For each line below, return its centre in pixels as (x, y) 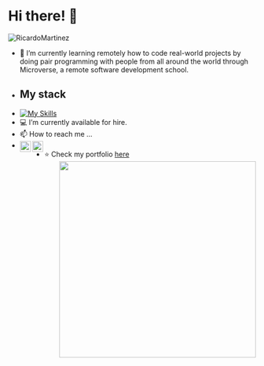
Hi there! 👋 (43, 16)
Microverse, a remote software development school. (104, 69)
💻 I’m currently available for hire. (73, 122)
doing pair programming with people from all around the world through (134, 61)
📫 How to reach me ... (56, 134)
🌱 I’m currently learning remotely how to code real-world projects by (130, 53)
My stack (43, 95)
